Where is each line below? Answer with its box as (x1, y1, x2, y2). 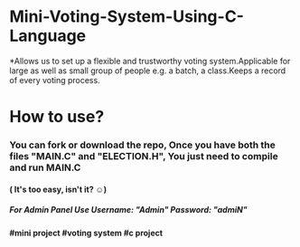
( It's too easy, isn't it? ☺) (9, 184, 107, 195)
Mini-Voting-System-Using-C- (9, 6, 244, 27)
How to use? (9, 107, 105, 128)
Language (9, 25, 87, 46)
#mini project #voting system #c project (9, 227, 164, 238)
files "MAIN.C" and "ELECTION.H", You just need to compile (9, 150, 278, 163)
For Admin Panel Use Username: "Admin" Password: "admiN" (9, 204, 248, 215)
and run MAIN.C (9, 161, 81, 174)
